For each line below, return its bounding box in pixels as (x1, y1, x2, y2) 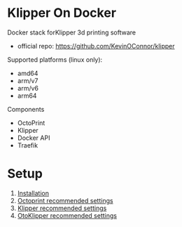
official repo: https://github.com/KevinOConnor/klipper (17, 41, 175, 50)
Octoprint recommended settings (17, 196, 113, 205)
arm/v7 (17, 76, 38, 85)
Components (7, 105, 45, 113)
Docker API (17, 134, 50, 142)
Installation (17, 188, 50, 197)
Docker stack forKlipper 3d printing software (7, 28, 136, 37)
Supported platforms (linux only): (7, 55, 103, 64)
